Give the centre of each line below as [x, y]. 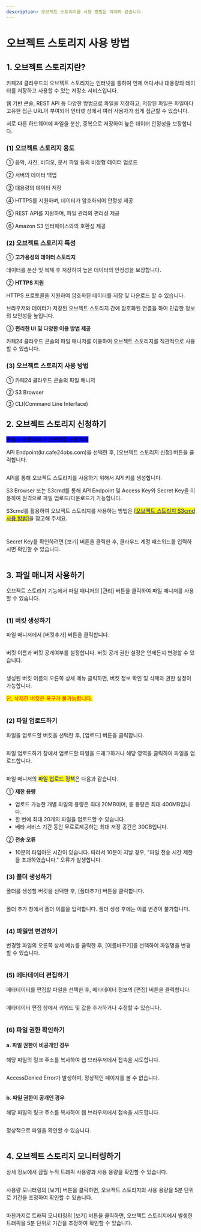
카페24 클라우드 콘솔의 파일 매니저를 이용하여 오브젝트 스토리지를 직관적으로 [95, 341]
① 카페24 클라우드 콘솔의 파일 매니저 [51, 380]
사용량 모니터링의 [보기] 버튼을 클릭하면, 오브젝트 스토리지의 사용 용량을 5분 [94, 1190]
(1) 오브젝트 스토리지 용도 [40, 148]
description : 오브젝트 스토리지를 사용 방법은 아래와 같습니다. [75, 12]
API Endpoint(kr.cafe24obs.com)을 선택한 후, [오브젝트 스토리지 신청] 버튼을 [97, 452]
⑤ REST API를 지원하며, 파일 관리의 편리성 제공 [63, 213]
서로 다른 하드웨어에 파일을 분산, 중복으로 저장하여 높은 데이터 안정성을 [88, 123]
